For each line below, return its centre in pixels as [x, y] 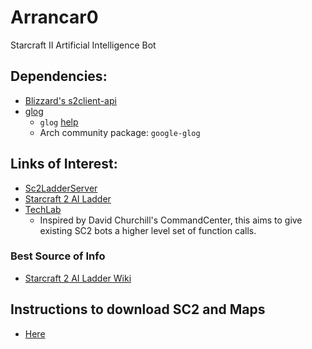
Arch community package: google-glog [120, 132]
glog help [59, 122]
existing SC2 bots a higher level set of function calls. [148, 230]
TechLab [43, 209]
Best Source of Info [58, 256]
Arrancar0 [54, 17]
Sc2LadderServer [61, 188]
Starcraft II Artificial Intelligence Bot [83, 45]
